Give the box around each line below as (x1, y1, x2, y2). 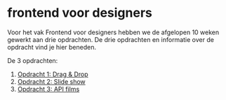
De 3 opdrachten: (7, 56, 58, 64)
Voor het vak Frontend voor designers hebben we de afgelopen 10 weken (7, 28, 220, 36)
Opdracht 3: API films (17, 85, 80, 93)
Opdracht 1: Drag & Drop (17, 70, 89, 78)
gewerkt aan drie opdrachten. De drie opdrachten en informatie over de (7, 35, 214, 43)
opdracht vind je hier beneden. (7, 43, 97, 51)
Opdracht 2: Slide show (17, 77, 86, 85)
